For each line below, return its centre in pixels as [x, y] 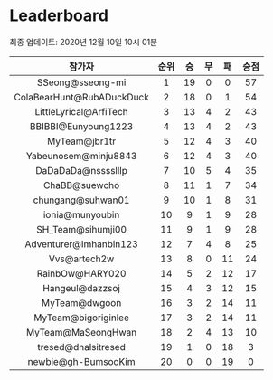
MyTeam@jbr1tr [81, 141]
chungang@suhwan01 [81, 200]
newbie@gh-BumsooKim [81, 361]
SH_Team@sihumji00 [81, 229]
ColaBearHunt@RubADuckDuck [81, 97]
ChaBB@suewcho [82, 185]
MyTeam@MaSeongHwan [81, 332]
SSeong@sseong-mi [81, 82]
